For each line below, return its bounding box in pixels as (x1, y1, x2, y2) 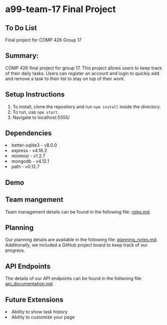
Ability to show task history (12, 309, 68, 315)
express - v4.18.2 (12, 148, 47, 154)
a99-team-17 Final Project (5, 4, 116, 15)
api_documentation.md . (5, 281, 54, 287)
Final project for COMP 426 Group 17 (5, 37, 82, 43)
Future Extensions (5, 295, 64, 304)
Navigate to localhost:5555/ (12, 114, 70, 120)
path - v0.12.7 (12, 164, 40, 170)
